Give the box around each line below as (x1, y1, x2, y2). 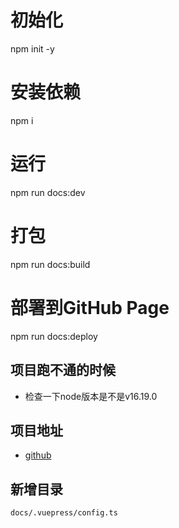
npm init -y (10, 42, 55, 55)
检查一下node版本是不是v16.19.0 (24, 390, 158, 402)
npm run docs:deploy (10, 330, 98, 342)
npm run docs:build (10, 258, 91, 270)
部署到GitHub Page (10, 296, 170, 319)
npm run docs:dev (10, 186, 86, 198)
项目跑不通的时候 (10, 362, 116, 379)
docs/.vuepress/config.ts (10, 508, 118, 518)
